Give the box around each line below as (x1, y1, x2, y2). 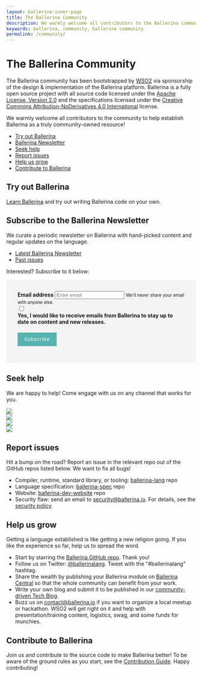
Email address (17, 291, 54, 298)
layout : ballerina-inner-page (6, 8, 82, 15)
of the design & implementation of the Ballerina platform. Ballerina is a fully (6, 84, 191, 91)
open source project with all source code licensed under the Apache (6, 90, 176, 97)
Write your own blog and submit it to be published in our (14, 586, 155, 593)
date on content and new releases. (17, 318, 106, 326)
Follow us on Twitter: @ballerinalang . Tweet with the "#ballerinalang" (14, 560, 186, 567)
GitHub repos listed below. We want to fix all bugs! (6, 465, 131, 472)
